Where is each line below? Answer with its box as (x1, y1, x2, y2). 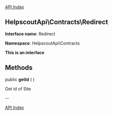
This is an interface (5, 49, 44, 55)
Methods (5, 64, 33, 72)
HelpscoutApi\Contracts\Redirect (5, 18, 108, 26)
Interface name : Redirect (5, 31, 56, 37)
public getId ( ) (5, 76, 35, 82)
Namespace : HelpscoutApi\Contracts (5, 40, 80, 46)
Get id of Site (5, 86, 31, 91)
